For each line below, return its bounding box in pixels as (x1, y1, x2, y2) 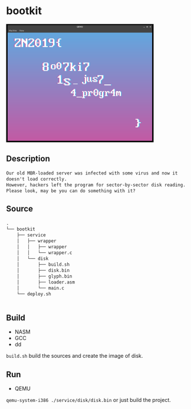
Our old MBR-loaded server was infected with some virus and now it (6, 170, 178, 176)
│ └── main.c (17, 285, 65, 291)
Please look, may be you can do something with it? (6, 187, 136, 194)
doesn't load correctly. (6, 176, 67, 182)
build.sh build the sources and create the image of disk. (6, 352, 143, 359)
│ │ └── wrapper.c (17, 249, 73, 256)
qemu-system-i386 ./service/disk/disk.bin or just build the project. (6, 397, 171, 404)
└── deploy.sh (17, 291, 51, 297)
